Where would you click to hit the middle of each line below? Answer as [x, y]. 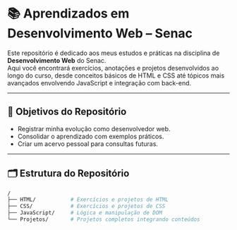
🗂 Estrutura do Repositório [68, 174]
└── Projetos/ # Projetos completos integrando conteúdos [104, 219]
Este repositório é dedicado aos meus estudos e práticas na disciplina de [114, 53]
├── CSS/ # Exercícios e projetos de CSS [86, 206]
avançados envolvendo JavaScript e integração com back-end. [99, 83]
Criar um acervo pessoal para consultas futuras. [88, 144]
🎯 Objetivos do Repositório [67, 112]
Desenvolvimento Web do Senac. [57, 60]
